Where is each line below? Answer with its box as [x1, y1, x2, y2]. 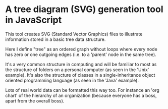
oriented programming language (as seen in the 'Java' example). [5, 77, 139, 83]
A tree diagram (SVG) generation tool [5, 4, 163, 15]
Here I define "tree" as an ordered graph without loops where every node [5, 46, 157, 52]
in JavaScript [5, 14, 62, 26]
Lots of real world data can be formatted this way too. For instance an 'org [5, 87, 160, 93]
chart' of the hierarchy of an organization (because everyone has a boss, [5, 92, 157, 98]
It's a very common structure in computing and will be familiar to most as [5, 61, 157, 67]
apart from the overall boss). [5, 97, 65, 104]
